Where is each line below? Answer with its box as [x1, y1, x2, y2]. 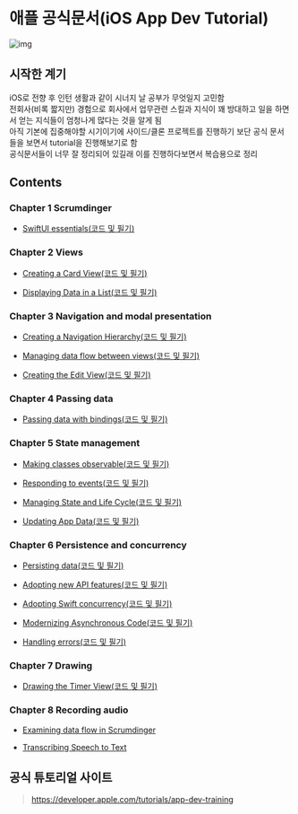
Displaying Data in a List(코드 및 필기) [21, 286, 158, 297]
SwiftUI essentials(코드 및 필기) [21, 223, 135, 234]
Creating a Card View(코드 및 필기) [21, 267, 148, 278]
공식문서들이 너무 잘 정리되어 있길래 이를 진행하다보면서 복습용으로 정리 [9, 148, 258, 159]
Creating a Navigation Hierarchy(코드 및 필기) [21, 331, 187, 342]
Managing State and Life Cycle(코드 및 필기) [21, 496, 182, 507]
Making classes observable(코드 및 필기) [21, 459, 170, 469]
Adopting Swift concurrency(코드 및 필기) [21, 598, 173, 608]
